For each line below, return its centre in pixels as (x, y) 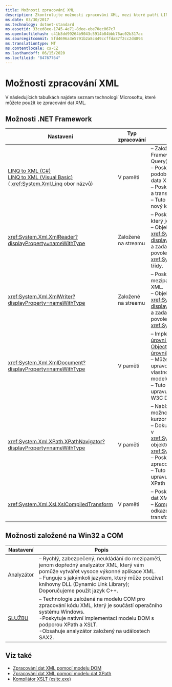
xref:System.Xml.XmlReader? (43, 237)
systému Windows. (62, 612)
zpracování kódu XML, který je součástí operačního (101, 605)
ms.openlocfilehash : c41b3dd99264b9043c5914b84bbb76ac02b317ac (74, 34)
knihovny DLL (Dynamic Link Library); (84, 584)
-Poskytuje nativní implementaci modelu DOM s (96, 618)
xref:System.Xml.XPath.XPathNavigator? (56, 442)
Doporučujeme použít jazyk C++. (79, 591)
